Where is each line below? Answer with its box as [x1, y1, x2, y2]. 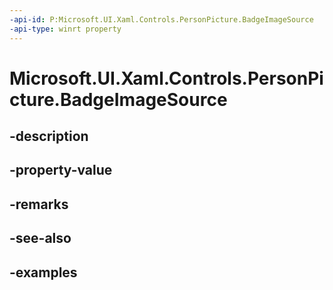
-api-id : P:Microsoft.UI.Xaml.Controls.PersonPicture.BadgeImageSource [9, 14, 314, 25]
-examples [9, 264, 78, 281]
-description [9, 128, 89, 145]
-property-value [9, 162, 113, 179]
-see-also [9, 230, 72, 247]
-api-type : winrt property [9, 24, 122, 34]
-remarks [9, 196, 69, 213]
